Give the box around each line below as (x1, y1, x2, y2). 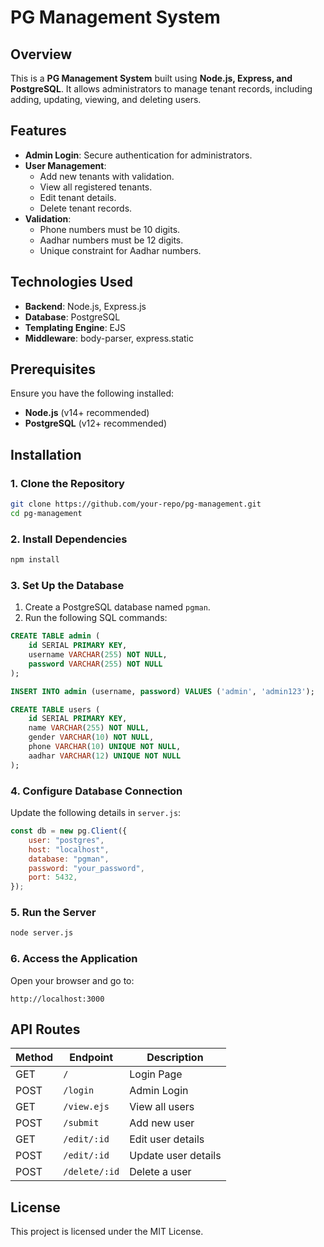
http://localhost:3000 (10, 994, 105, 1004)
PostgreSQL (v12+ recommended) (24, 417, 167, 430)
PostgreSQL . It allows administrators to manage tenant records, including (10, 83, 313, 95)
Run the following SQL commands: (24, 612, 168, 624)
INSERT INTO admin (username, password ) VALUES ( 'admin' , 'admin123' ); (10, 686, 315, 696)
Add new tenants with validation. (39, 170, 175, 182)
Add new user (129, 1116, 195, 1130)
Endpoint (69, 1051, 114, 1065)
